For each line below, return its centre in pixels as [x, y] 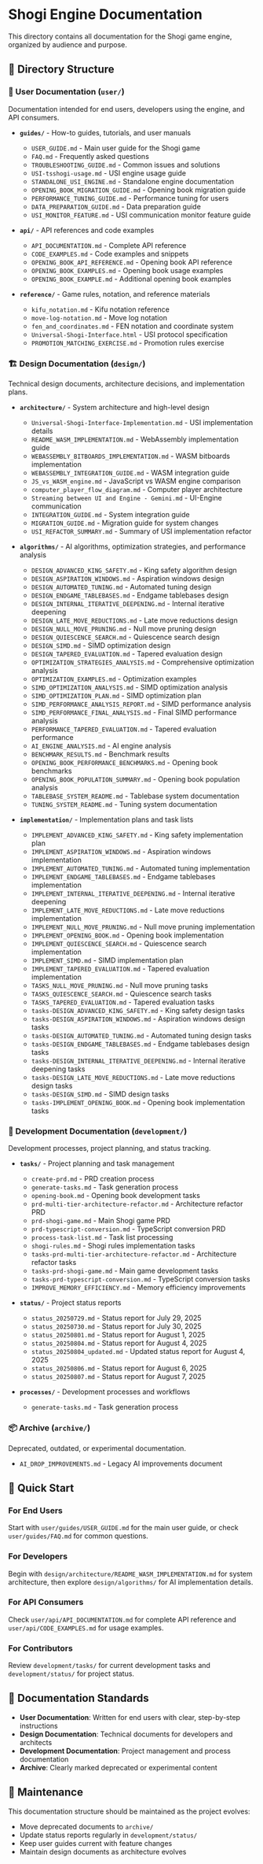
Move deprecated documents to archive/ [86, 1826]
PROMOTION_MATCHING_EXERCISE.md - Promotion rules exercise [128, 342]
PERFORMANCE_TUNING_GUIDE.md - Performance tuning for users [130, 198]
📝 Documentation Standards [79, 1698]
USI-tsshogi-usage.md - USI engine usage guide [109, 173]
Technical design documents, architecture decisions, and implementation [126, 383]
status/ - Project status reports [70, 1303]
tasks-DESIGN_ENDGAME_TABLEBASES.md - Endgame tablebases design [140, 1044]
